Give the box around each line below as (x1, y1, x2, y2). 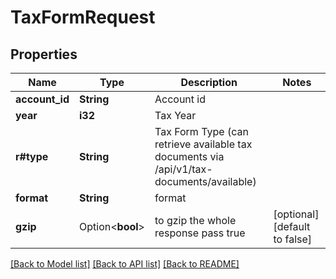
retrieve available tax (154, 137, 253, 151)
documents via (154, 150, 225, 163)
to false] (273, 232, 313, 246)
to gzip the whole (154, 214, 237, 227)
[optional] (273, 207, 320, 221)
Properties (10, 46, 78, 63)
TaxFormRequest (10, 6, 156, 29)
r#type (15, 150, 49, 163)
